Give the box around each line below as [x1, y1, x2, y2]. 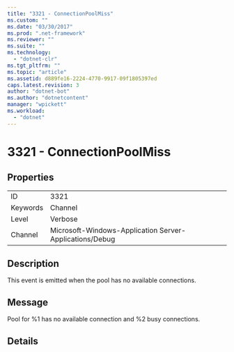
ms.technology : [7, 49, 52, 56]
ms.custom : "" [7, 17, 49, 24]
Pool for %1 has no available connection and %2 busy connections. [7, 315, 201, 323]
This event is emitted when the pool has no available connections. [7, 276, 196, 284]
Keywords [10, 203, 44, 213]
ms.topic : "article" [7, 68, 68, 75]
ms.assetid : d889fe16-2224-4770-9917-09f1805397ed [7, 75, 157, 82]
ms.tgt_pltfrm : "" [7, 62, 61, 69]
